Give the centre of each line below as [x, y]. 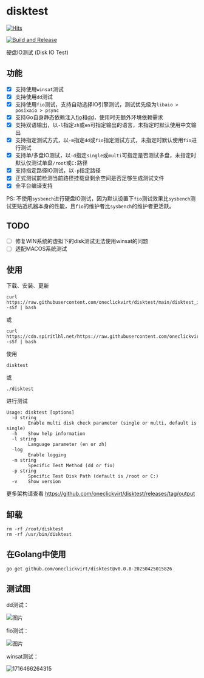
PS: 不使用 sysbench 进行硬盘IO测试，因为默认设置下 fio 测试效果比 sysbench [98, 199]
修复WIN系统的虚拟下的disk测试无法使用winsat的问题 [82, 241]
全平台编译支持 [34, 186]
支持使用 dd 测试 [34, 97]
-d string [24, 418]
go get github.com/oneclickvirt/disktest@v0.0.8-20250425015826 [89, 569]
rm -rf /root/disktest [35, 529]
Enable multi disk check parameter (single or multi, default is [113, 423]
